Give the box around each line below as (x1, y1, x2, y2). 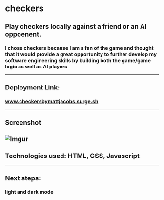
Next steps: (5, 174, 41, 182)
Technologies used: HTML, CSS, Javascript (5, 152, 140, 160)
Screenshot (5, 118, 41, 127)
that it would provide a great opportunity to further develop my (5, 51, 157, 58)
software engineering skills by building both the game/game (5, 57, 151, 64)
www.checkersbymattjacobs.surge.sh (5, 98, 99, 105)
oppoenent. (5, 30, 41, 38)
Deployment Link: (5, 84, 60, 92)
